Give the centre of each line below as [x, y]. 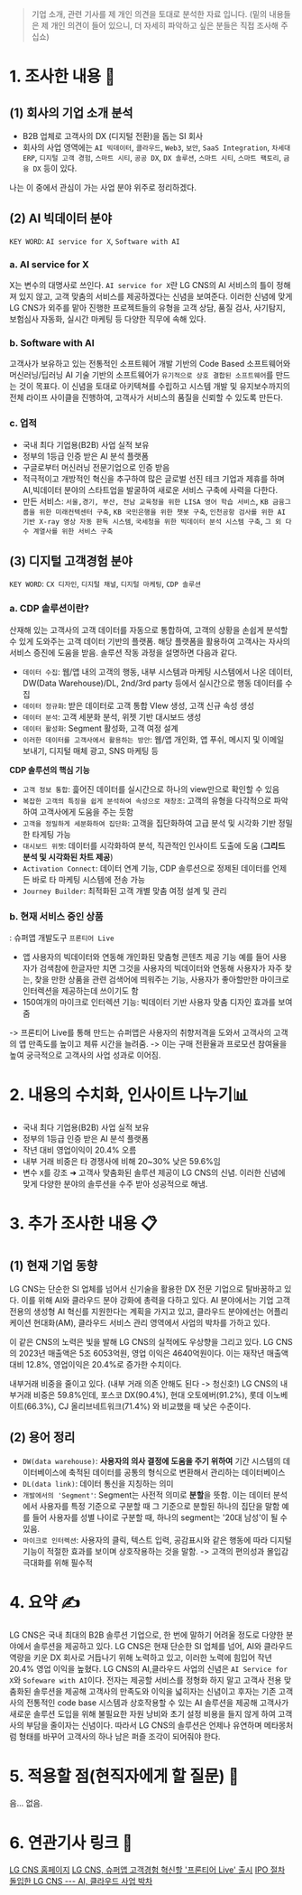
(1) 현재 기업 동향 [54, 1265]
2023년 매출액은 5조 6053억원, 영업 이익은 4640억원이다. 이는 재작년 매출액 [154, 1353]
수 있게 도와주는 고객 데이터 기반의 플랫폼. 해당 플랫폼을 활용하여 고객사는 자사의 [150, 641]
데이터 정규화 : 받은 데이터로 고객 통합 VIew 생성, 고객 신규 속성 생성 [138, 705]
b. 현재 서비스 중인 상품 [56, 916]
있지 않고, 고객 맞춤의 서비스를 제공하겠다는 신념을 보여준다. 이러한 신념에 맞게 [156, 296]
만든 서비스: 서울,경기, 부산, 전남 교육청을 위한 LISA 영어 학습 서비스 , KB [145, 501]
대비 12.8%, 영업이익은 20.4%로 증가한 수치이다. [96, 1365]
